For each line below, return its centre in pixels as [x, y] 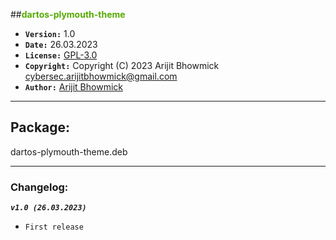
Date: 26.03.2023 [61, 44]
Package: [40, 127]
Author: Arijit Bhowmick [73, 87]
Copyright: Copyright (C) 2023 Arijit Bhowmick [122, 65]
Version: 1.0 [50, 33]
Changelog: [39, 187]
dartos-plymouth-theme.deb [69, 151]
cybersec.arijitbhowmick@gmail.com [101, 76]
